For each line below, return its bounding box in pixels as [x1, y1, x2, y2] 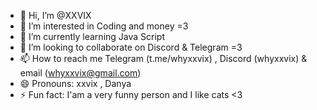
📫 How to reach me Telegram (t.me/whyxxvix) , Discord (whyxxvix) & [19, 53, 308, 64]
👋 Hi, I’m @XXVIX [19, 10, 92, 21]
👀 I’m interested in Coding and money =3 [19, 20, 189, 32]
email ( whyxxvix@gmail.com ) [19, 67, 142, 79]
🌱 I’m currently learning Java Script [19, 31, 165, 42]
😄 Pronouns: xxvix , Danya [19, 78, 132, 89]
